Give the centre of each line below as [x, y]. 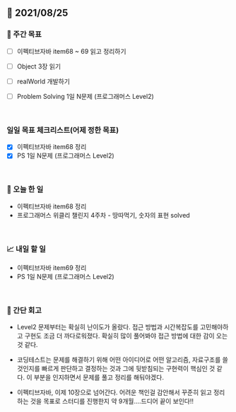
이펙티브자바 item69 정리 [52, 267]
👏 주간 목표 [24, 35]
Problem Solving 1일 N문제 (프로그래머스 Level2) [85, 96]
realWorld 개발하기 [43, 81]
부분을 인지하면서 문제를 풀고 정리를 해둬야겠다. [99, 377]
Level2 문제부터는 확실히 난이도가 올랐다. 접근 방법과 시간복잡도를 [107, 327]
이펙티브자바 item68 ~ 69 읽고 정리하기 [71, 51]
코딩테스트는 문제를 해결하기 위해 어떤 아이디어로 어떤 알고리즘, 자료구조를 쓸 [123, 360]
